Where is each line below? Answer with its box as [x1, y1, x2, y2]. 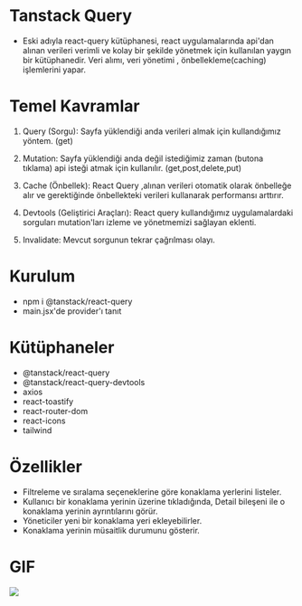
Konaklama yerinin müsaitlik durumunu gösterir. [22, 525, 201, 535]
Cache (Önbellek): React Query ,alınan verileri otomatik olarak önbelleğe [22, 180, 292, 191]
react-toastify [22, 395, 74, 407]
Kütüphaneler [9, 337, 115, 357]
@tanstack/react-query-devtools [22, 376, 146, 387]
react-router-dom [22, 405, 89, 416]
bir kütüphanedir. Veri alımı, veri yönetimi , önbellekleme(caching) [22, 54, 267, 65]
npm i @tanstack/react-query [22, 296, 133, 307]
